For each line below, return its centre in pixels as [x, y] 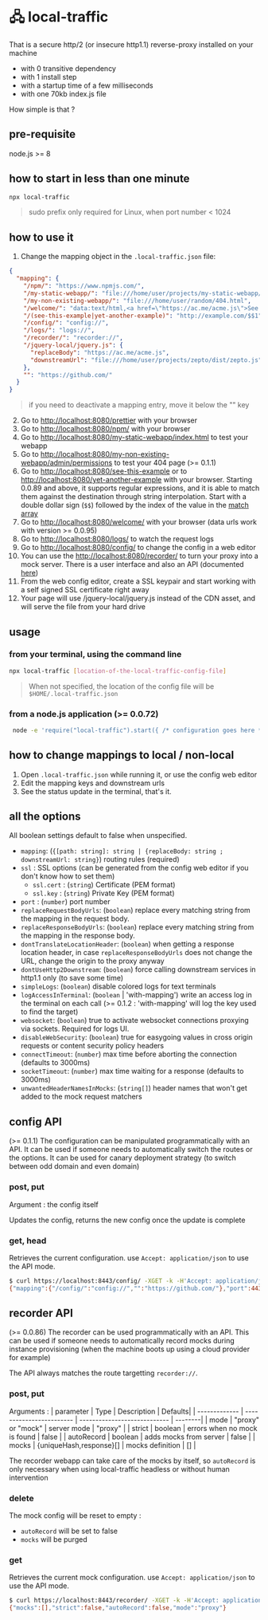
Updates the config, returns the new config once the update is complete [127, 1220]
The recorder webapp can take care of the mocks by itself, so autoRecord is [132, 1461]
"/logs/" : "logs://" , [59, 330]
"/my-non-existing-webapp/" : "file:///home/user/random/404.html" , [137, 301]
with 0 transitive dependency [68, 68]
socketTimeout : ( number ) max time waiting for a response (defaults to [132, 1071]
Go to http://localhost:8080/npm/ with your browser [105, 429]
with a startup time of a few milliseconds [87, 85]
